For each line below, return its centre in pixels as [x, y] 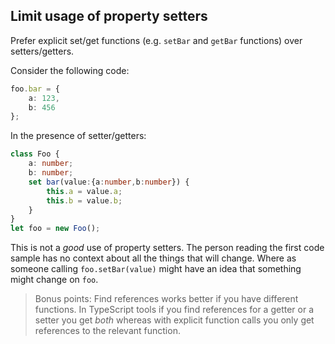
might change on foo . [54, 280]
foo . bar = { [35, 89]
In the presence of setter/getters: [78, 136]
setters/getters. [42, 51]
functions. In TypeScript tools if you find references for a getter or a [174, 310]
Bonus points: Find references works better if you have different [166, 299]
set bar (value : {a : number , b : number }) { [109, 182]
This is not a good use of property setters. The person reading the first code [167, 248]
